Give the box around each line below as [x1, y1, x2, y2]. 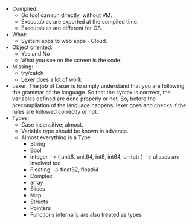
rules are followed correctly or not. [11, 108, 98, 115]
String [30, 140, 45, 147]
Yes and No [21, 50, 50, 57]
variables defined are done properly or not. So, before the [11, 95, 156, 102]
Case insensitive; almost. [21, 121, 83, 128]
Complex [30, 173, 53, 179]
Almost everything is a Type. [21, 134, 92, 141]
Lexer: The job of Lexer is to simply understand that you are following [11, 82, 185, 90]
